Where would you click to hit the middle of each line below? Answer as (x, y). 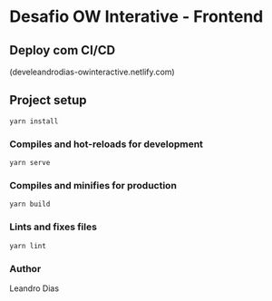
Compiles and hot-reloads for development (107, 144)
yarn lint (28, 246)
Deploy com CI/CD (63, 50)
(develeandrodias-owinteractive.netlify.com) (92, 72)
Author (25, 268)
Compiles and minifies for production (93, 186)
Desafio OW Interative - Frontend (136, 17)
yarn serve (30, 163)
